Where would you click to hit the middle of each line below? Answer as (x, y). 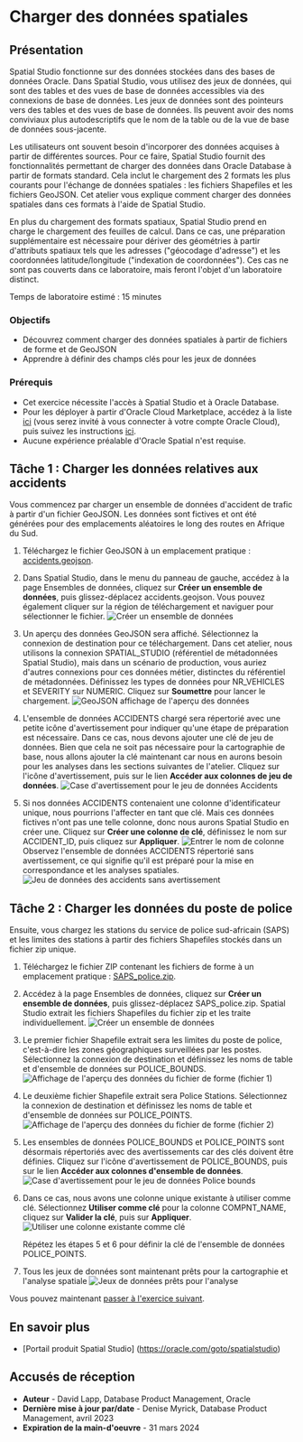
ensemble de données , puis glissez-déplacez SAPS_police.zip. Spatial (154, 1003)
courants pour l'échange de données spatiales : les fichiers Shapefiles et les (151, 185)
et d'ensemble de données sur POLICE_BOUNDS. (114, 1069)
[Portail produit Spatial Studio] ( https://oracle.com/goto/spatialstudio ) (151, 1349)
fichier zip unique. (43, 949)
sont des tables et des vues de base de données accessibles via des (137, 91)
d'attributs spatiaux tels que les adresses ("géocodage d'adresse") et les (145, 251)
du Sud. (24, 534)
